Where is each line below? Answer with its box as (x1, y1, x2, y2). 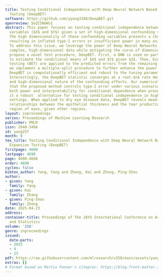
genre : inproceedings (5, 228, 49, 233)
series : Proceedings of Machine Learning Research (5, 115, 110, 121)
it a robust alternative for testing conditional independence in (9, 93, 149, 98)
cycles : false (5, 165, 34, 170)
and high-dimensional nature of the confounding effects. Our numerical (9, 79, 160, 84)
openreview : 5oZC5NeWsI (5, 20, 53, 26)
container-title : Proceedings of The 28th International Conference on (5, 215, 153, 220)
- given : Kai (5, 188, 32, 192)
